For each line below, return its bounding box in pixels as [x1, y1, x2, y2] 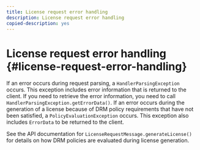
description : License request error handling [6, 15, 124, 21]
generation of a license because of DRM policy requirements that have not [6, 105, 194, 113]
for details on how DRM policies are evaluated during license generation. [6, 137, 190, 144]
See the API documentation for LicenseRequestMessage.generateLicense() [6, 130, 193, 138]
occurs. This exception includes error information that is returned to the [6, 86, 187, 93]
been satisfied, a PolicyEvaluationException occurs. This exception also [6, 112, 189, 120]
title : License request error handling [6, 9, 108, 15]
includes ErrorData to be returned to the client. [6, 118, 124, 126]
